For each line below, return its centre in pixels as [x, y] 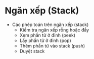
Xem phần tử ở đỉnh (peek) [48, 35]
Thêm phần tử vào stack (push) [52, 45]
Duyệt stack [32, 51]
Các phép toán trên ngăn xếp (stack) [50, 24]
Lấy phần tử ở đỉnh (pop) [45, 40]
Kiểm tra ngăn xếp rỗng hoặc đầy [54, 29]
